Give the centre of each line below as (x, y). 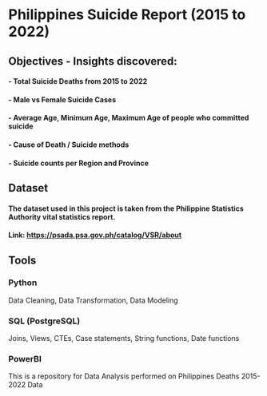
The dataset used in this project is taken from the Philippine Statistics (126, 208)
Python (23, 283)
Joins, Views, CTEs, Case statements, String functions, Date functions (124, 339)
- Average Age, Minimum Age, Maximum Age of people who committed (129, 118)
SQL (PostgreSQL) (44, 321)
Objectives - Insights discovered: (93, 61)
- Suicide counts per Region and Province (79, 163)
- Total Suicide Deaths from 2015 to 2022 (78, 81)
